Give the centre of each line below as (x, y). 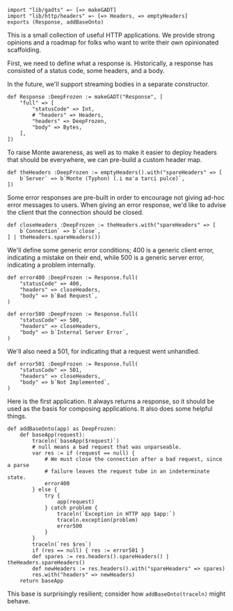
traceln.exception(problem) (97, 520)
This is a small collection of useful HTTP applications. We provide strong (111, 35)
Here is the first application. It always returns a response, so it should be (111, 401)
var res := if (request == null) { (84, 453)
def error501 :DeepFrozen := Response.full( (73, 364)
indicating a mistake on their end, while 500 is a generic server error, (106, 258)
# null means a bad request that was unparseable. (107, 447)
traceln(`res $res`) (62, 544)
